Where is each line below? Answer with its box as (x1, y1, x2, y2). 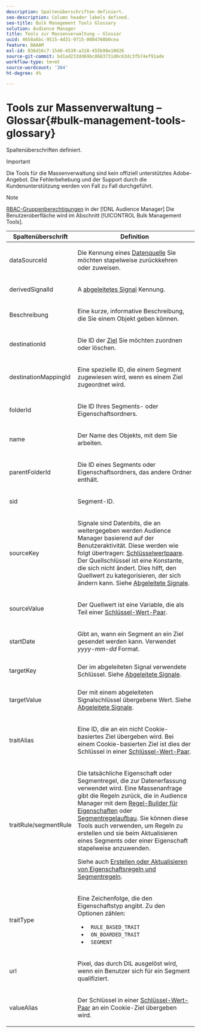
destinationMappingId (9, 373, 71, 381)
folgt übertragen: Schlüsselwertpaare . (77, 549, 184, 557)
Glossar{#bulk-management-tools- (6, 114, 186, 128)
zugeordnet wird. (77, 380, 126, 389)
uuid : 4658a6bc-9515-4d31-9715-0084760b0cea (6, 37, 119, 43)
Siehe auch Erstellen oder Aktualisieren (77, 857, 188, 866)
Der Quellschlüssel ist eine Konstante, (77, 557, 184, 565)
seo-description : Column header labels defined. (6, 14, 130, 20)
